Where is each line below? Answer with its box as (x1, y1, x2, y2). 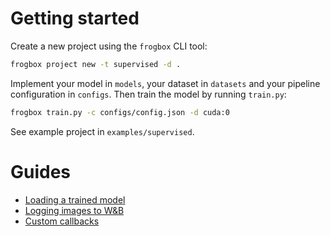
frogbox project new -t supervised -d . (10, 59, 182, 69)
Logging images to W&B (24, 204, 125, 216)
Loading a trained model (24, 193, 126, 206)
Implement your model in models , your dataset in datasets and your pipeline (10, 77, 321, 89)
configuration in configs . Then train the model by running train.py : (10, 88, 287, 100)
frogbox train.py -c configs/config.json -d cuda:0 (10, 107, 230, 117)
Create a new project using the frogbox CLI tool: (10, 40, 208, 52)
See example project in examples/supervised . (10, 125, 195, 137)
